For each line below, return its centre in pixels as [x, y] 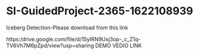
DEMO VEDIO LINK [119, 45]
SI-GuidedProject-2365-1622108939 [99, 11]
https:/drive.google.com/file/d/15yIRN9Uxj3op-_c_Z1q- [74, 39]
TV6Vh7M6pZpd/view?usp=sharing [50, 45]
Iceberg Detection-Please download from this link [67, 27]
